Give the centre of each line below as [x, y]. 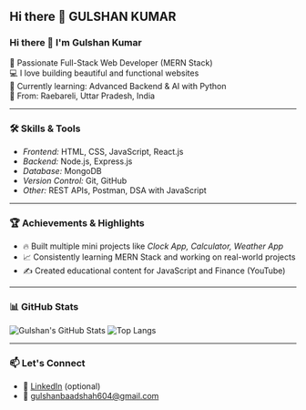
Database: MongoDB [62, 170]
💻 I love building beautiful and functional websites [104, 73]
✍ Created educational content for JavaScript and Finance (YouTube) [154, 271]
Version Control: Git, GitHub [75, 180]
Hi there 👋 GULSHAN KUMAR [93, 17]
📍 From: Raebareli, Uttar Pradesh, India [82, 96]
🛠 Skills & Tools [45, 128]
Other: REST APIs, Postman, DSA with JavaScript [114, 190]
